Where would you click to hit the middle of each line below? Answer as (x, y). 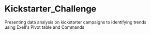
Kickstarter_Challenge (51, 9)
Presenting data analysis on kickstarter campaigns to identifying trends (75, 22)
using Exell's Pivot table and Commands (45, 27)
